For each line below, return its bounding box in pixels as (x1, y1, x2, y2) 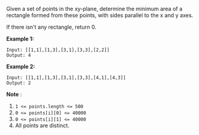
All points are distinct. (15, 122, 70, 129)
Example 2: (6, 63, 35, 70)
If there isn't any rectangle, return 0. (6, 24, 96, 30)
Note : (6, 91, 22, 98)
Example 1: (6, 35, 35, 42)
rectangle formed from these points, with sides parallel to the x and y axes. (6, 12, 194, 19)
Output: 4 (6, 52, 32, 58)
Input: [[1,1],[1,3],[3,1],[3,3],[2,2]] (6, 47, 110, 53)
